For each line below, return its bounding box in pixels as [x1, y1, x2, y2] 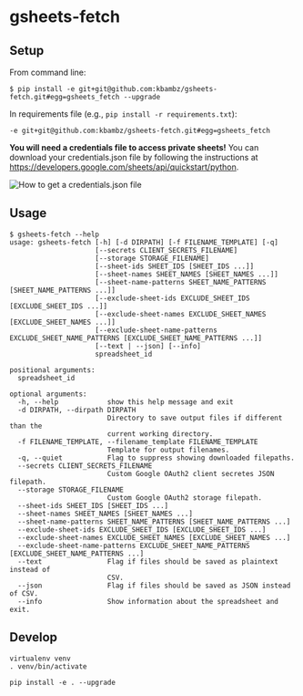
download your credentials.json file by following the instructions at [9, 152, 258, 162]
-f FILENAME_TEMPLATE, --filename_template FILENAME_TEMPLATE [17, 437, 258, 446]
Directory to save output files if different [106, 413, 283, 422]
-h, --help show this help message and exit [17, 397, 234, 407]
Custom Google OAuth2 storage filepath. [106, 493, 262, 503]
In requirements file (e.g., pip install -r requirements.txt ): [9, 109, 237, 119]
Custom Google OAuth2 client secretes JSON [106, 469, 275, 478]
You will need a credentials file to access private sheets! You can [9, 142, 259, 152]
